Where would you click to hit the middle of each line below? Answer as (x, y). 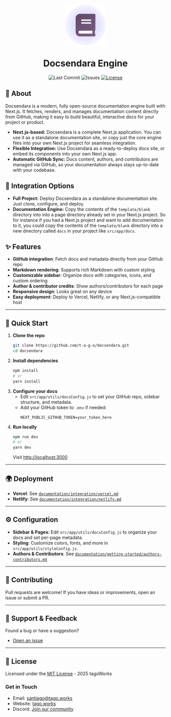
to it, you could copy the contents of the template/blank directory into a (88, 225)
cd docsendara (27, 351)
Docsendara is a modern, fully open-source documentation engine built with (85, 106)
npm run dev (25, 437)
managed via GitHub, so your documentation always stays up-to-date (86, 164)
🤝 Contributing (29, 580)
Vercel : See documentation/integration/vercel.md (65, 493)
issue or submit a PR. (27, 598)
